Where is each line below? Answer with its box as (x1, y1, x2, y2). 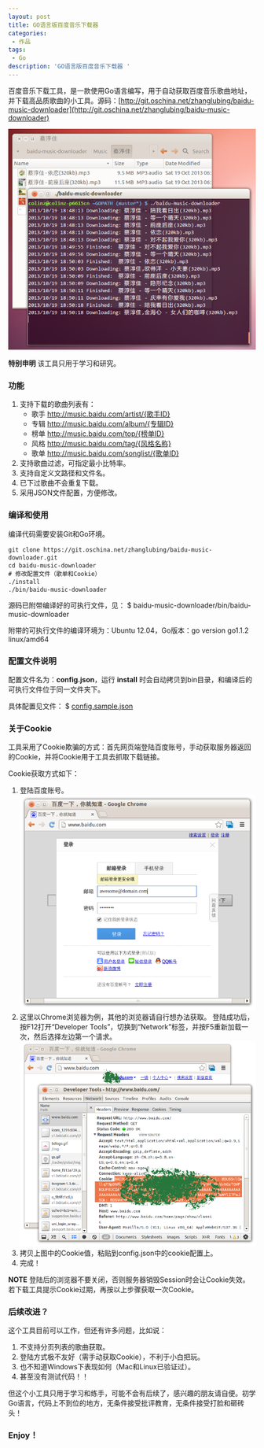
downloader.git (8, 553, 58, 562)
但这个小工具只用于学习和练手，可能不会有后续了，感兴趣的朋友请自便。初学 (8, 1389, 256, 1398)
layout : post (8, 13, 51, 20)
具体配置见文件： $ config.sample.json (8, 701, 134, 711)
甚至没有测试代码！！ (19, 1372, 89, 1381)
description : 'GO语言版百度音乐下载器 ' (8, 63, 130, 71)
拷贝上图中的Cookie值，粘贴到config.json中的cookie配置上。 (19, 1248, 218, 1258)
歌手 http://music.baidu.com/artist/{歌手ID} (31, 409, 170, 419)
